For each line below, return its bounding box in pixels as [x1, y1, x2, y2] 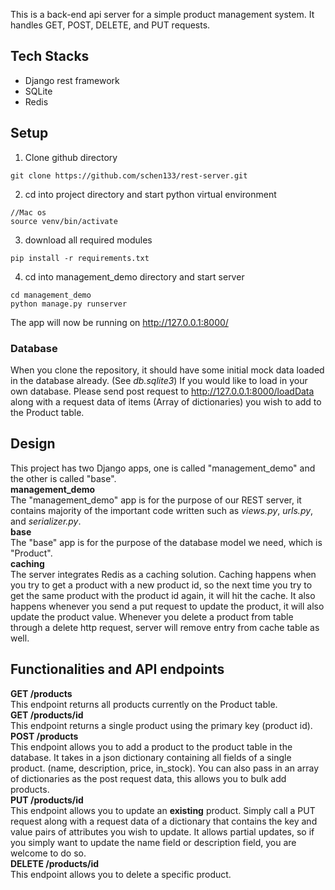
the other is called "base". [10, 472, 117, 484]
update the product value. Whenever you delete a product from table [10, 610, 294, 623]
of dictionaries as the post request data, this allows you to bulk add [10, 772, 287, 784]
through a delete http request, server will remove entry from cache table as [10, 621, 320, 633]
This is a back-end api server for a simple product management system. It [10, 9, 315, 20]
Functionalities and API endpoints [10, 661, 225, 678]
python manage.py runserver [10, 299, 128, 309]
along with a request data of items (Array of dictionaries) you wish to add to [10, 395, 322, 408]
